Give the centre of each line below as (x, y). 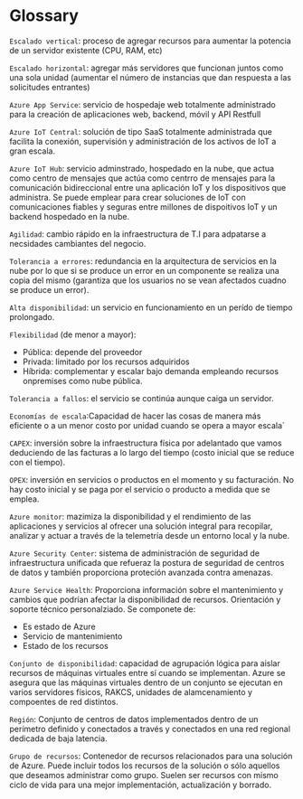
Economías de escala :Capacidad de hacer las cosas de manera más (135, 416)
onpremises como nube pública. (82, 381)
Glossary (44, 16)
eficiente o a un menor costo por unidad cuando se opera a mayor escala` (147, 425)
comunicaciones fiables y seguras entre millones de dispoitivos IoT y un (143, 207)
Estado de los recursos (65, 645)
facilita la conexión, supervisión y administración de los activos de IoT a (143, 141)
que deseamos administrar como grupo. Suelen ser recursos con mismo (144, 775)
